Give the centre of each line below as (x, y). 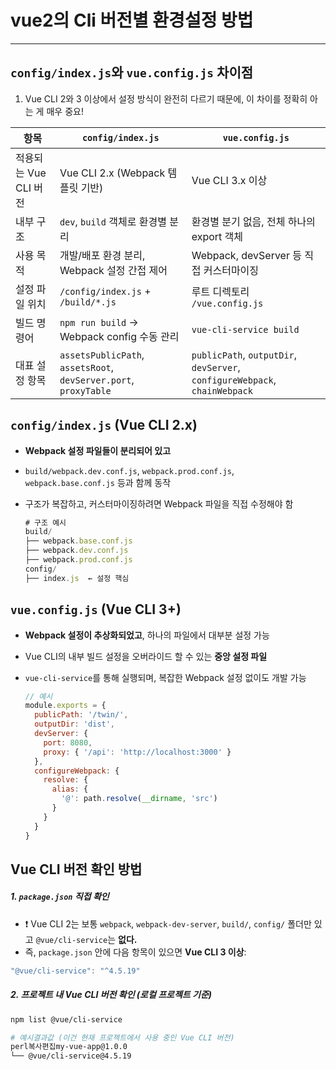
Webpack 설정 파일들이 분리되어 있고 (98, 450)
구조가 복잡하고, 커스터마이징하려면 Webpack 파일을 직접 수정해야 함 (159, 503)
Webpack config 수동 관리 (119, 336)
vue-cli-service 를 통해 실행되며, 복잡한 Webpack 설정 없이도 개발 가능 (165, 677)
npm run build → (99, 322)
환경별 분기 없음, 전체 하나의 (253, 221)
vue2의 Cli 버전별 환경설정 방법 (132, 20)
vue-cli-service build (245, 329)
